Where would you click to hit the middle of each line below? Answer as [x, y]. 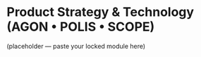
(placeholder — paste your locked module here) [76, 46]
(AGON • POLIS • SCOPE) [81, 27]
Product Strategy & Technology [100, 12]
